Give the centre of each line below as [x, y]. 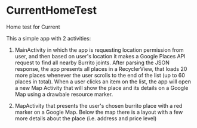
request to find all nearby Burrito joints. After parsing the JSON [92, 63]
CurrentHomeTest [52, 10]
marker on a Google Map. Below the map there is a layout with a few [99, 112]
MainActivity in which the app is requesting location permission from [99, 50]
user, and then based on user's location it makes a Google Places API [100, 56]
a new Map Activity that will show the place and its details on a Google [101, 88]
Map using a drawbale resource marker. [64, 94]
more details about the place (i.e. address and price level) [86, 118]
